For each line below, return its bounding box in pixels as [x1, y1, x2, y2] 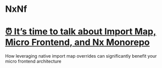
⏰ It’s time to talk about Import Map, [5, 26, 157, 37]
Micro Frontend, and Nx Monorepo [5, 37, 150, 48]
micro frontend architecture [5, 58, 62, 65]
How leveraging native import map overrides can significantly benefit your [5, 53, 157, 59]
